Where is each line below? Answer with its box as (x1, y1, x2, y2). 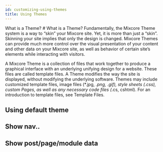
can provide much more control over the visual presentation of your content (5, 41, 159, 46)
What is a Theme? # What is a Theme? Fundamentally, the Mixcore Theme (5, 25, 156, 31)
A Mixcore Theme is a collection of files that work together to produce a (5, 61, 151, 66)
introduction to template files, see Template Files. (5, 91, 105, 98)
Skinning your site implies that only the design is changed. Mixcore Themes (5, 35, 158, 42)
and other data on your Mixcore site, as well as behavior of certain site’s (5, 46, 151, 52)
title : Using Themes (5, 12, 48, 17)
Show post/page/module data (5, 139, 98, 147)
